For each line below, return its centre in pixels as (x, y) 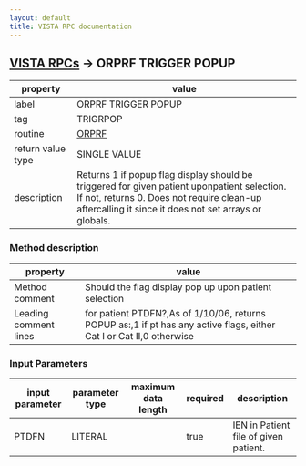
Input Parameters (49, 363)
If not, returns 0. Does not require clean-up (169, 198)
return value (40, 149)
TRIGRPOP (100, 119)
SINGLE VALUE (109, 154)
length (153, 409)
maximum (153, 387)
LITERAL (90, 436)
